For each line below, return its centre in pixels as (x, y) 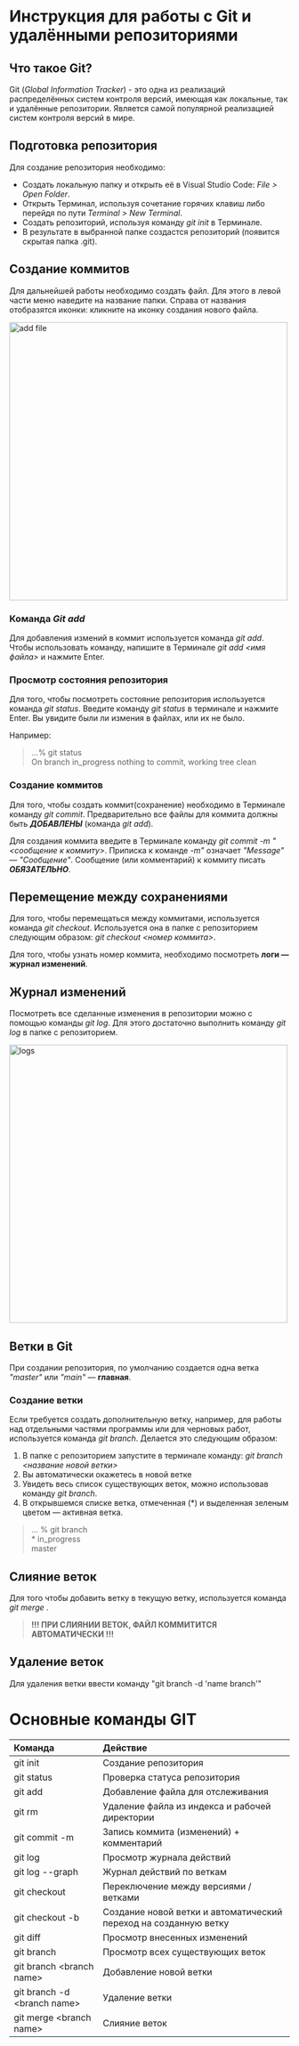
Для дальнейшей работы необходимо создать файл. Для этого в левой (145, 290)
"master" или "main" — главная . (70, 1377)
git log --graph (46, 1872)
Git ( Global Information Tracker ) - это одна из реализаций (117, 89)
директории (128, 1817)
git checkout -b (47, 1917)
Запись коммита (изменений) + (171, 1832)
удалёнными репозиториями (124, 35)
